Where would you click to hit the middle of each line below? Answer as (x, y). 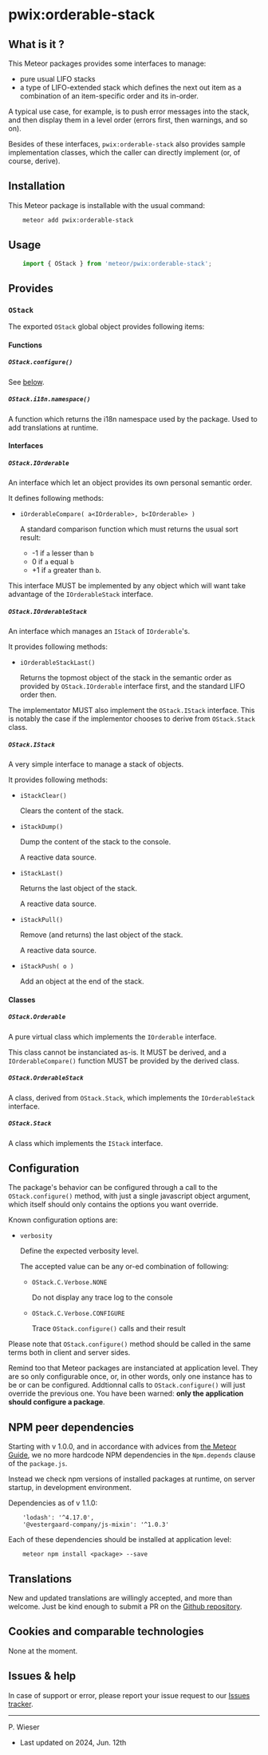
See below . (26, 382)
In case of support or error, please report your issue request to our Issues (129, 1695)
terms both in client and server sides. (69, 1352)
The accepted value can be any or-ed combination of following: (124, 1267)
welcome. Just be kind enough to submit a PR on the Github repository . (125, 1607)
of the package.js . (38, 1464)
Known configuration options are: (63, 1220)
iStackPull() (41, 920)
